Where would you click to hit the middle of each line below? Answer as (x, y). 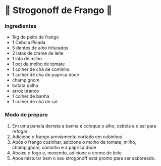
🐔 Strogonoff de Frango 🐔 (59, 10)
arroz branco (25, 91)
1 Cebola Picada (29, 43)
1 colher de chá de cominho (41, 69)
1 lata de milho (27, 59)
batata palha (25, 86)
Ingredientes (21, 26)
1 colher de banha (31, 96)
